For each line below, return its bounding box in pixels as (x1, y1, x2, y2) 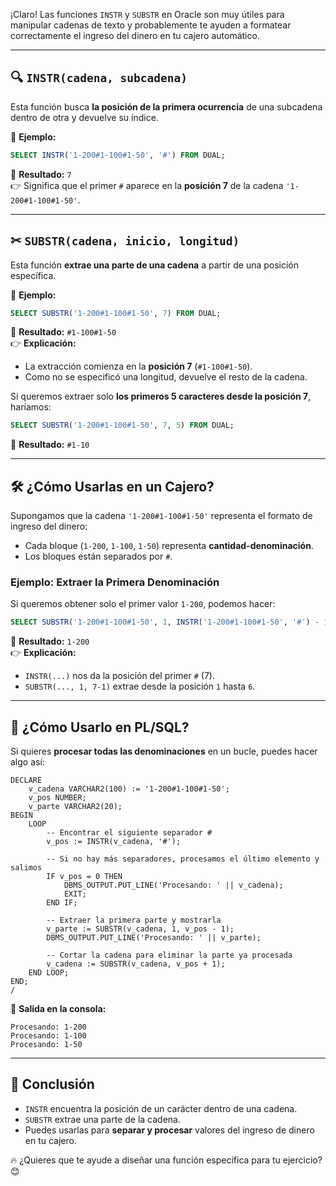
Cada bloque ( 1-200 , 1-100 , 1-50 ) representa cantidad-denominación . (24, 540, 314, 552)
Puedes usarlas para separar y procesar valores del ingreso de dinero (24, 1124, 315, 1136)
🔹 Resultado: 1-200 (10, 635, 90, 648)
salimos (10, 863, 43, 873)
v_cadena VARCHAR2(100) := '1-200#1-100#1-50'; (28, 784, 230, 794)
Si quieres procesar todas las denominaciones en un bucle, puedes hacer (10, 745, 318, 758)
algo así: (10, 756, 45, 768)
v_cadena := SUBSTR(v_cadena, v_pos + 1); (46, 959, 226, 969)
